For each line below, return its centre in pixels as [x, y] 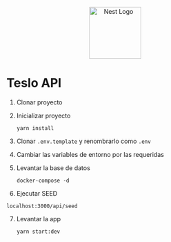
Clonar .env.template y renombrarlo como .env [83, 141]
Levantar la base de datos [53, 168]
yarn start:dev [38, 232]
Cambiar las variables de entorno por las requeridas [90, 154]
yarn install [35, 128]
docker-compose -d [43, 180]
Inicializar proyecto [43, 115]
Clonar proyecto [39, 102]
